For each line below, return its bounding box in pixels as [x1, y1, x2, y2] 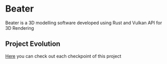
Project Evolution [5, 40, 61, 48]
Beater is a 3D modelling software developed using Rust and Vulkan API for [5, 20, 162, 26]
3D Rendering [5, 25, 34, 31]
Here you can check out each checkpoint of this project [5, 53, 121, 59]
